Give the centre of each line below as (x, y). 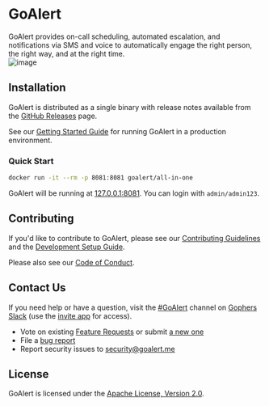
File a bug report (48, 340)
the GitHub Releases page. (53, 116)
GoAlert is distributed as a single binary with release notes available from (130, 107)
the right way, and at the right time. (67, 53)
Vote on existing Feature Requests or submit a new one (112, 332)
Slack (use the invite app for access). (70, 315)
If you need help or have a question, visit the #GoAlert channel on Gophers (132, 307)
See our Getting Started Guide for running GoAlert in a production (118, 131)
